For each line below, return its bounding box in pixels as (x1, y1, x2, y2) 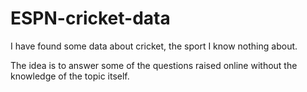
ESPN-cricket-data (10, 7, 171, 30)
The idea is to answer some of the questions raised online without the (10, 59, 298, 71)
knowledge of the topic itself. (10, 70, 130, 82)
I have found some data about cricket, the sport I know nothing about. (10, 40, 298, 52)
